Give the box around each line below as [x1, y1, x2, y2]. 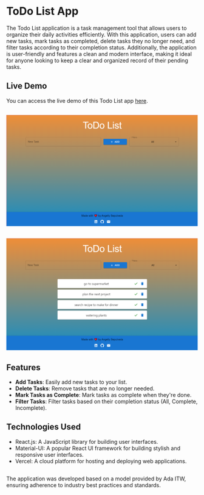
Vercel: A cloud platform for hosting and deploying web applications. [15, 457, 187, 465]
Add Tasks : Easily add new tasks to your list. [15, 379, 127, 386]
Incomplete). [15, 404, 47, 412]
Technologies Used [6, 422, 81, 432]
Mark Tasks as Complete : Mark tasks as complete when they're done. [15, 391, 192, 399]
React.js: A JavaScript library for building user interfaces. [15, 438, 158, 445]
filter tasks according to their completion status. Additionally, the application [6, 44, 197, 51]
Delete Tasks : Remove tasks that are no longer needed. [15, 385, 155, 392]
